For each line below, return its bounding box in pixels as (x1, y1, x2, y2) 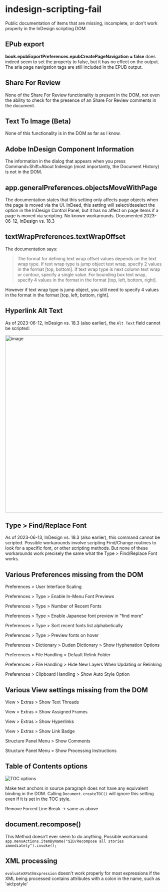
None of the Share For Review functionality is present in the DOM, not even (5, 92, 160, 98)
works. (5, 556, 19, 562)
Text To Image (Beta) (5, 117, 71, 125)
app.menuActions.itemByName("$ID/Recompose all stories (5, 839, 124, 844)
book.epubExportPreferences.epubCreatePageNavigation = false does (5, 53, 156, 59)
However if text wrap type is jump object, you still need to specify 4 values (5, 286, 159, 292)
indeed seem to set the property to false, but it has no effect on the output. (5, 59, 159, 65)
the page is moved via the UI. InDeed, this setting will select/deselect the (5, 202, 155, 208)
